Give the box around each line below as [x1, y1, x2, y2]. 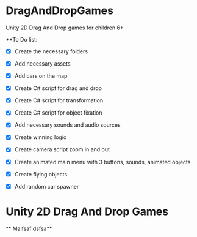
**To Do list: [5, 36, 38, 43]
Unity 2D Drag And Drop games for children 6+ [5, 24, 124, 31]
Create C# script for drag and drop [14, 85, 102, 92]
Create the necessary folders [14, 47, 88, 55]
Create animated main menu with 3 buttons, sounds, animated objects [14, 158, 191, 165]
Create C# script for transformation [14, 97, 104, 104]
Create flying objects [14, 170, 68, 178]
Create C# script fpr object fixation [14, 109, 102, 116]
